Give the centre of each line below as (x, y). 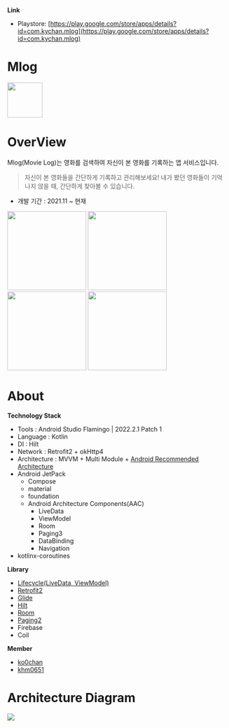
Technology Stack (34, 415)
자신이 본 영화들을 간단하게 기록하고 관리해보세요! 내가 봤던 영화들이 (117, 177)
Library (18, 569)
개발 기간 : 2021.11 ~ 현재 (51, 201)
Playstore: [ (34, 23)
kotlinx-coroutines (43, 556)
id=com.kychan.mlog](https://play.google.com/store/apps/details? (113, 31)
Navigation (54, 548)
